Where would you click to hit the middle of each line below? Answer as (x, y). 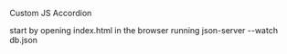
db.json (24, 40)
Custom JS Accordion (51, 13)
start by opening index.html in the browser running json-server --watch (144, 30)
